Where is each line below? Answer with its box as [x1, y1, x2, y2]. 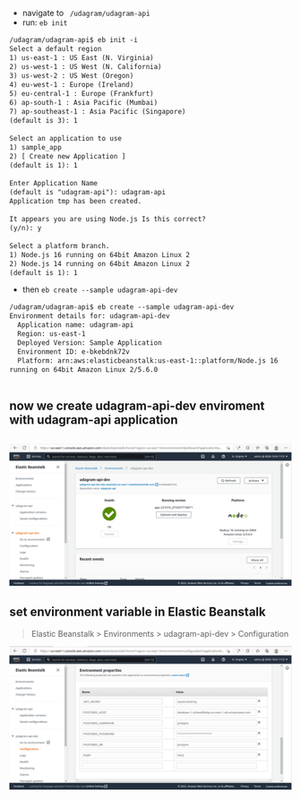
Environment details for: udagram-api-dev [9, 312, 170, 321]
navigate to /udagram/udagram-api [21, 8, 150, 18]
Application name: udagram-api [17, 321, 134, 330]
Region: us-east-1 [17, 330, 87, 339]
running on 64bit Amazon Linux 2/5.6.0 [9, 365, 159, 374]
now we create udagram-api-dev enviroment [9, 399, 265, 414]
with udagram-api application [9, 412, 178, 428]
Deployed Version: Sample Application [17, 339, 163, 348]
